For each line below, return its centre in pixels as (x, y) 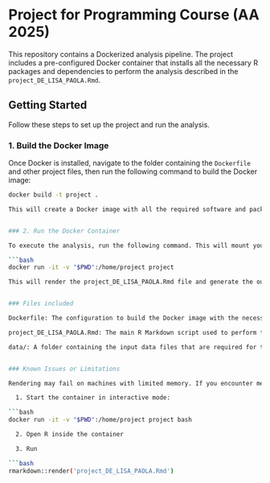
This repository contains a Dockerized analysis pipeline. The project (121, 54)
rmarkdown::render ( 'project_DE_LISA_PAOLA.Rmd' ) (91, 471)
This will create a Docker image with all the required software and (127, 209)
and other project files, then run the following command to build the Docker (133, 171)
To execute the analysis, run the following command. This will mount (129, 246)
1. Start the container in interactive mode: (93, 398)
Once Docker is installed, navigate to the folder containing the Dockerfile (130, 163)
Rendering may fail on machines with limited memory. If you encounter (131, 383)
